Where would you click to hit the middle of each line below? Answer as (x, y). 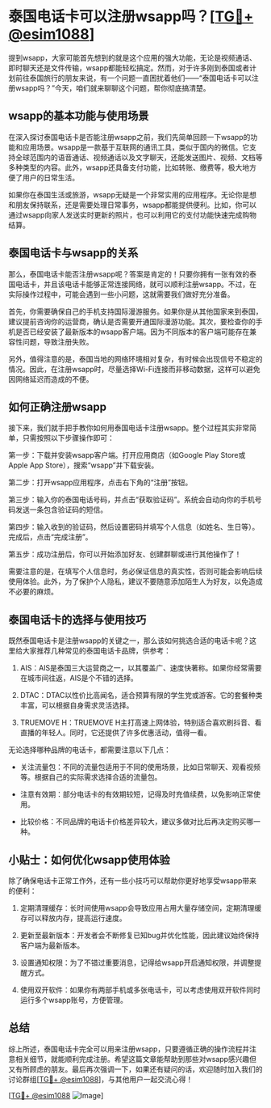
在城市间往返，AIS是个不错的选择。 (79, 678)
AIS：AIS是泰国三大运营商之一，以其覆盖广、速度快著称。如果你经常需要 (141, 668)
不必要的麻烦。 (33, 592)
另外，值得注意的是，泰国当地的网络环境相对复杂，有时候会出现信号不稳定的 (135, 359)
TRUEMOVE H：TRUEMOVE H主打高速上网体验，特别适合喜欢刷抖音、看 (141, 723)
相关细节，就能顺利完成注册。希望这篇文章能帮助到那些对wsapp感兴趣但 (135, 1059)
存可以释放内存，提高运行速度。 (73, 918)
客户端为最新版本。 (52, 945)
